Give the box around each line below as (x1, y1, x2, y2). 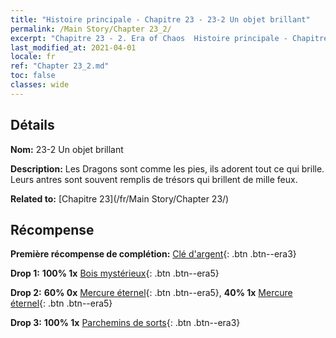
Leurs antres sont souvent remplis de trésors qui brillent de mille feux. (10, 173, 298, 185)
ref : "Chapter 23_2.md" (10, 61, 110, 71)
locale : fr (10, 52, 56, 62)
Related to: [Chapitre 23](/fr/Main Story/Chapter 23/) (10, 192, 230, 205)
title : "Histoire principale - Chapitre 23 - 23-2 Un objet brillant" (10, 14, 311, 25)
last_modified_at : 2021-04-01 (10, 42, 137, 53)
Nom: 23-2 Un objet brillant (10, 143, 124, 155)
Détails (10, 117, 55, 134)
